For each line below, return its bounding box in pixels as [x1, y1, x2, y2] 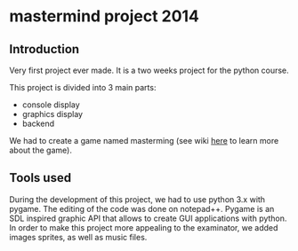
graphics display [21, 109, 83, 119]
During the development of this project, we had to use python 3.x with [9, 193, 265, 205]
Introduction [9, 42, 80, 57]
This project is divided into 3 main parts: [9, 82, 157, 92]
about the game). [9, 145, 73, 155]
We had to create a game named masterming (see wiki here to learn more [9, 136, 279, 145]
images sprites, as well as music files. [9, 231, 148, 242]
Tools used [9, 170, 72, 185]
